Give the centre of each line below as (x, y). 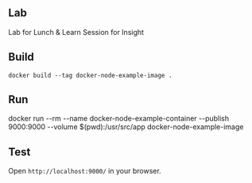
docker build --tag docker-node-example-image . (90, 75)
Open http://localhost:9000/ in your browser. (85, 171)
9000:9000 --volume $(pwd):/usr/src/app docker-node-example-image (126, 127)
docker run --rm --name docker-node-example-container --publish (119, 119)
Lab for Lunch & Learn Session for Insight (76, 32)
